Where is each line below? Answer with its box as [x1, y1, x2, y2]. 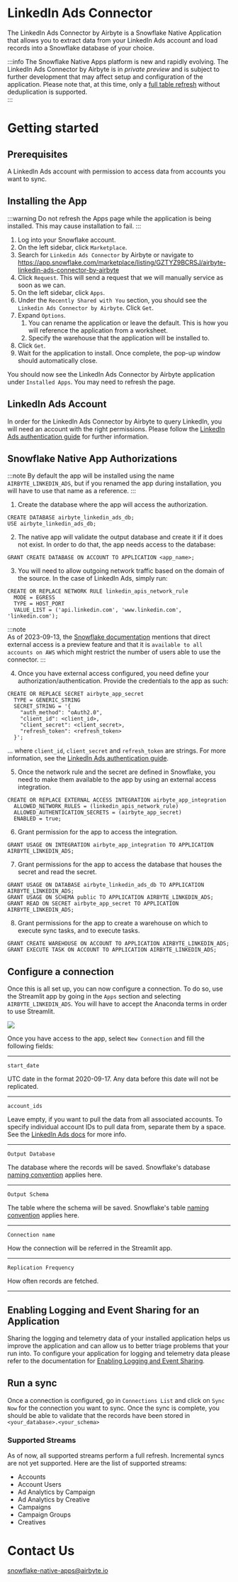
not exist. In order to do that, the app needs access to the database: [17, 540, 216, 549]
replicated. [7, 1082, 39, 1091]
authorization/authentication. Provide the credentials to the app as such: [17, 677, 229, 685]
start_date [7, 1062, 40, 1070]
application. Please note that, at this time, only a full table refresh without [7, 80, 220, 88]
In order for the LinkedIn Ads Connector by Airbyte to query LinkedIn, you [7, 417, 222, 426]
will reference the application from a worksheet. [28, 325, 169, 335]
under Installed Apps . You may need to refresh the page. [7, 377, 176, 386]
